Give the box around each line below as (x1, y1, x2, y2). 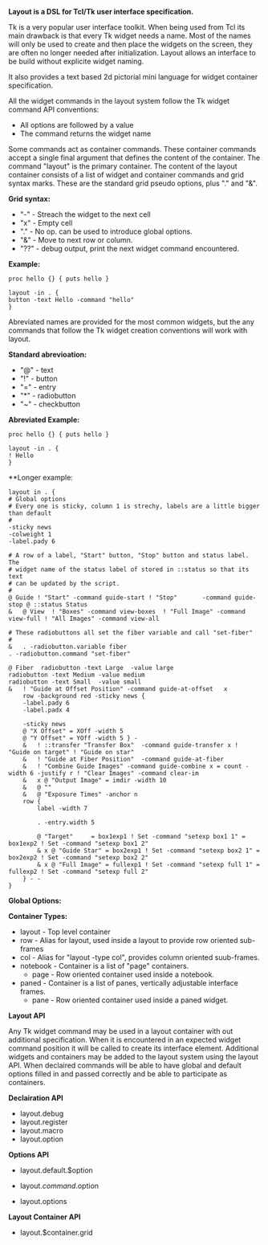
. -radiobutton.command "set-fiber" (8, 650, 131, 658)
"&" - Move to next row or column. (19, 235, 133, 244)
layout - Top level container (19, 927, 111, 937)
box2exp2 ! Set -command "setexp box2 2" (8, 854, 149, 862)
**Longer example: (8, 473, 74, 482)
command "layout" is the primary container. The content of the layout (8, 161, 238, 171)
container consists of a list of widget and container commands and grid (8, 170, 245, 179)
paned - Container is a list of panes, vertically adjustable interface (19, 978, 238, 987)
